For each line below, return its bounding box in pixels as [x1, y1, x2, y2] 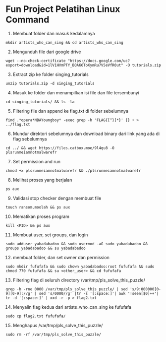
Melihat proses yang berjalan [12, 177, 72, 183]
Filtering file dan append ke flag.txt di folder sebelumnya [12, 108, 128, 114]
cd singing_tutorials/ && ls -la [5, 99, 75, 104]
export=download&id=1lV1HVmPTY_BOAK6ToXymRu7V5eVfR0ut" [5, 63, 123, 68]
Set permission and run [12, 158, 61, 164]
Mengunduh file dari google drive [12, 49, 81, 55]
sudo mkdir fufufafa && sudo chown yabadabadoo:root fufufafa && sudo [5, 264, 155, 269]
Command [5, 14, 50, 25]
